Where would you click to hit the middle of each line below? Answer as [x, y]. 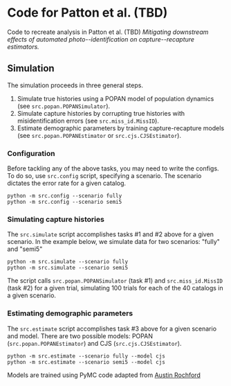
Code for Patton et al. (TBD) [87, 13]
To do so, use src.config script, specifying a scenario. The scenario [104, 176]
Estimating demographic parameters [70, 313]
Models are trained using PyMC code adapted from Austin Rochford [104, 375]
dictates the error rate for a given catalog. [67, 183]
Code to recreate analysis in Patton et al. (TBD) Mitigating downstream [108, 32]
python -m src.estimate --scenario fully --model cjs [86, 356]
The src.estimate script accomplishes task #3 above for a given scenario [112, 328]
